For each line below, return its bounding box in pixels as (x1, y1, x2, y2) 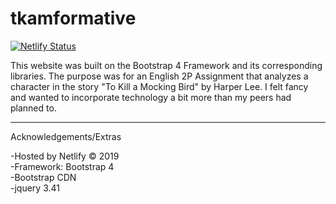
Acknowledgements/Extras (10, 130, 122, 142)
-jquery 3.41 (10, 182, 60, 194)
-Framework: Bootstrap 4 (10, 160, 115, 172)
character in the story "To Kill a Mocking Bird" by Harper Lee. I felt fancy (10, 80, 309, 92)
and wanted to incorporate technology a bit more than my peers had (10, 91, 292, 103)
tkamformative (10, 7, 137, 30)
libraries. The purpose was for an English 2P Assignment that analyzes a (10, 70, 309, 82)
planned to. (10, 102, 57, 114)
